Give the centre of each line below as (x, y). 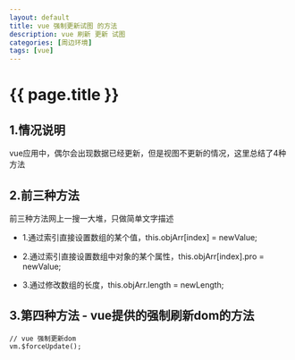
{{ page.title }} (64, 95)
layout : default (39, 17)
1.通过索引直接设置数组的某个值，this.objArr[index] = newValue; (139, 237)
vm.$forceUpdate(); (46, 346)
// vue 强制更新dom (43, 339)
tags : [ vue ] (31, 51)
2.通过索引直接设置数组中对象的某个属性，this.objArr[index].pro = (143, 256)
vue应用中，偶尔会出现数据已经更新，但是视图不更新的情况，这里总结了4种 (148, 154)
